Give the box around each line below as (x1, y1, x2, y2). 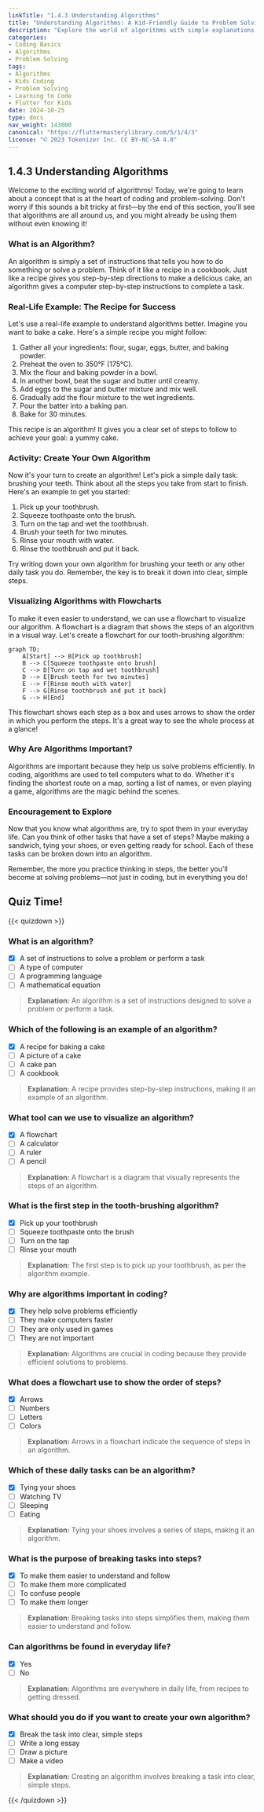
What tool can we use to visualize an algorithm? (8, 1112, 195, 1123)
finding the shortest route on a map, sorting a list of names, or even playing (8, 778, 252, 787)
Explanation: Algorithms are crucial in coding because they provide (27, 1348, 247, 1358)
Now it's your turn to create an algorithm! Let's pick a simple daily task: (8, 471, 238, 480)
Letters (19, 1412, 43, 1422)
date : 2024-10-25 (8, 107, 65, 115)
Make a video (19, 1756, 64, 1766)
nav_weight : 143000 (8, 121, 72, 129)
